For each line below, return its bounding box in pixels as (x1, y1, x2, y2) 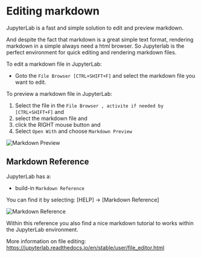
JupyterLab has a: (6, 173, 51, 180)
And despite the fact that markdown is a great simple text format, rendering (6, 36, 194, 43)
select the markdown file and (14, 115, 88, 122)
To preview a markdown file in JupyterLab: (6, 90, 113, 97)
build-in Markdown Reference (14, 184, 85, 191)
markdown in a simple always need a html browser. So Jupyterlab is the (6, 42, 185, 49)
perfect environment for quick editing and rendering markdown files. (6, 48, 177, 56)
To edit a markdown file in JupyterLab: (6, 60, 102, 68)
